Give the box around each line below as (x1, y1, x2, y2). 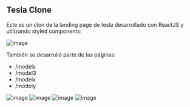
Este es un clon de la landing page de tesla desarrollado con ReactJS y (6, 21, 184, 28)
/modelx (15, 75, 36, 83)
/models (15, 63, 36, 70)
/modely (15, 82, 36, 89)
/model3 (15, 69, 36, 77)
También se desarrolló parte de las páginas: (6, 51, 116, 58)
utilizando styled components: (6, 27, 82, 35)
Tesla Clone (6, 5, 52, 15)
